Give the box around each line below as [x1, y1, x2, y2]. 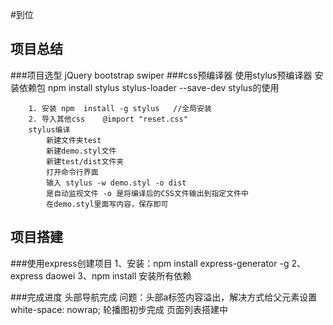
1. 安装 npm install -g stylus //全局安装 [28, 103, 212, 113]
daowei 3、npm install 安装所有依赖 [44, 269, 192, 282]
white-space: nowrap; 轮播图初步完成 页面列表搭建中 [10, 303, 228, 315]
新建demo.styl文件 [46, 146, 117, 156]
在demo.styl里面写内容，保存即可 [46, 199, 169, 209]
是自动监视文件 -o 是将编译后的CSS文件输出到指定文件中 [46, 188, 249, 198]
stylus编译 [28, 124, 71, 135]
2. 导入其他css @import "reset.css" [28, 114, 188, 124]
